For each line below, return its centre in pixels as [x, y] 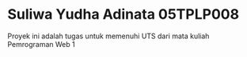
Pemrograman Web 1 [42, 44]
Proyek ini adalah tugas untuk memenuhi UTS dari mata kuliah [108, 36]
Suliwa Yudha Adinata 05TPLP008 [123, 14]
